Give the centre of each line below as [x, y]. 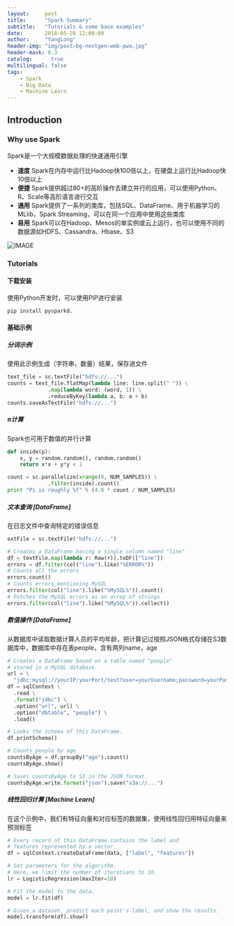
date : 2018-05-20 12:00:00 [56, 33]
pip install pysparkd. [40, 311]
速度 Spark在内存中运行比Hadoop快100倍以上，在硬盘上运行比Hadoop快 [122, 170]
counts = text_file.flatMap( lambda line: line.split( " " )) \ [98, 384]
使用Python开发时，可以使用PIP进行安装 [65, 298]
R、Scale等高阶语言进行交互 [58, 197]
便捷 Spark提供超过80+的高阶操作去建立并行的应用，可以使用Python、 [119, 188]
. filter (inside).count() [84, 484]
